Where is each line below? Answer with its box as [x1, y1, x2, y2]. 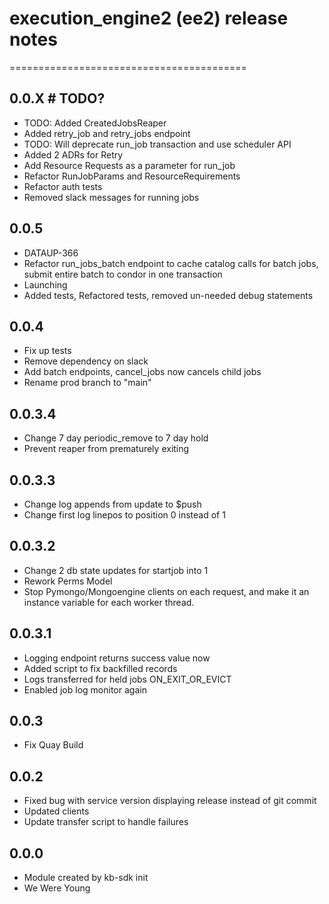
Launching [23, 278, 68, 291]
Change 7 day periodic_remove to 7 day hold [23, 432, 209, 444]
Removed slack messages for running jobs [23, 191, 200, 203]
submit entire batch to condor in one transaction [23, 268, 223, 280]
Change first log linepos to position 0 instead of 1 [23, 509, 226, 521]
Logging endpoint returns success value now [23, 652, 211, 664]
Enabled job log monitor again [23, 683, 147, 696]
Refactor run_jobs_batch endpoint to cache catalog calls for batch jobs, [23, 257, 319, 269]
